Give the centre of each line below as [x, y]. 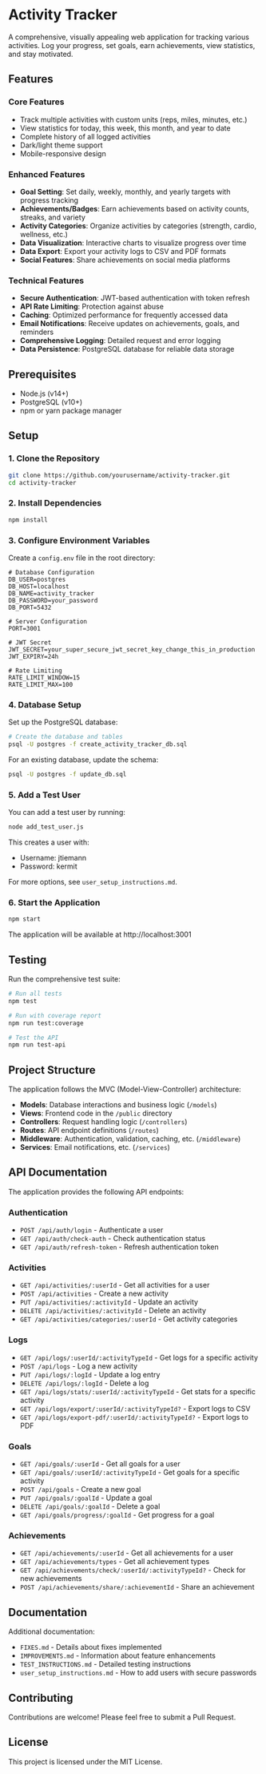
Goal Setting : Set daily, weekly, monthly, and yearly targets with [125, 192]
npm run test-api [37, 1045]
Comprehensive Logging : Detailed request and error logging [120, 341]
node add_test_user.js [46, 827]
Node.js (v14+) [44, 393]
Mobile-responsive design [63, 153]
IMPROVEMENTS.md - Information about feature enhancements [117, 1655]
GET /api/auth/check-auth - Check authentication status [113, 1239]
